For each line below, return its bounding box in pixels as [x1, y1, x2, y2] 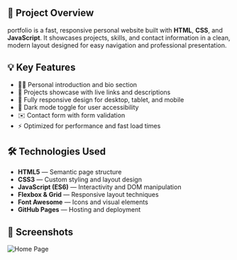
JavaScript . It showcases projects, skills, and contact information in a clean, [7, 33, 231, 42]
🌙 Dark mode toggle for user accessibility [17, 103, 139, 111]
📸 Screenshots [7, 226, 74, 238]
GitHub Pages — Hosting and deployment [17, 205, 141, 214]
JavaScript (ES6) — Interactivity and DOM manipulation [17, 183, 182, 191]
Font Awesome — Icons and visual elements [17, 198, 149, 206]
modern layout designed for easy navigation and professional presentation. [7, 40, 227, 50]
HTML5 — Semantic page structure [17, 168, 122, 176]
